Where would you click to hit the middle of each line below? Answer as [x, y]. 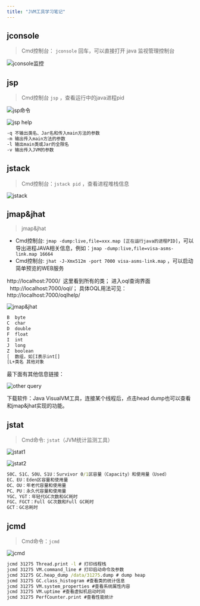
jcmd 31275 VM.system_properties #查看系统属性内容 [68, 586]
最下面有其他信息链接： [35, 374]
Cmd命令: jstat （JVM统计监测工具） [67, 440]
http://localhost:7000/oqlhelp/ [44, 295]
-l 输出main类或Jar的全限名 [38, 144]
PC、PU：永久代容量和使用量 [37, 491]
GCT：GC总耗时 [22, 508]
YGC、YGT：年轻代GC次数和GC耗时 [42, 496]
